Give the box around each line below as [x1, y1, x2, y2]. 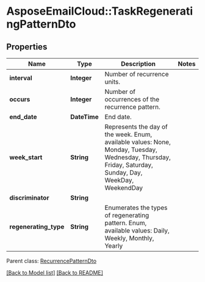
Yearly [104, 242, 123, 250]
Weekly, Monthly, [104, 234, 154, 242]
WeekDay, [104, 176, 134, 184]
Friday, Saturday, [104, 161, 154, 169]
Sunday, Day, [104, 168, 143, 176]
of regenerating [104, 211, 149, 219]
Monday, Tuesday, [104, 145, 157, 154]
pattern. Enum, [104, 219, 147, 227]
